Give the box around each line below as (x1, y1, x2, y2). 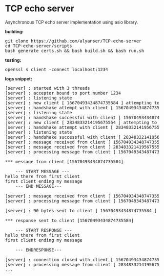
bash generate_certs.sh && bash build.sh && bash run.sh (5, 48, 144, 53)
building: (5, 28, 23, 34)
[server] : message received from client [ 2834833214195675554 (5, 144, 163, 150)
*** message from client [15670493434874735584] (5, 159, 123, 164)
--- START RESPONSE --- (15, 227, 72, 233)
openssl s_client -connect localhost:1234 (5, 67, 108, 72)
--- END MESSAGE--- (15, 183, 62, 189)
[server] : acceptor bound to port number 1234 (5, 90, 121, 96)
